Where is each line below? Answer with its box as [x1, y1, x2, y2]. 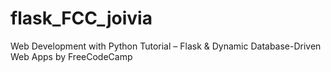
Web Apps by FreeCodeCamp [10, 50, 133, 62]
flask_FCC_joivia [10, 7, 153, 30]
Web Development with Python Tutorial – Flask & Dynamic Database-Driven [10, 40, 322, 52]
